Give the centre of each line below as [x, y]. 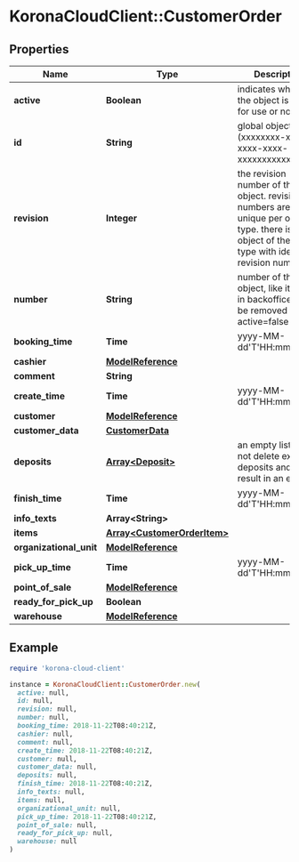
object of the [264, 240]
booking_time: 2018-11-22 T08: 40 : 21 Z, [87, 726]
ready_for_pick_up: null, [65, 834]
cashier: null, [45, 734]
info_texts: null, [52, 792]
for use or [258, 111]
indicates [256, 89]
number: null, [43, 718]
